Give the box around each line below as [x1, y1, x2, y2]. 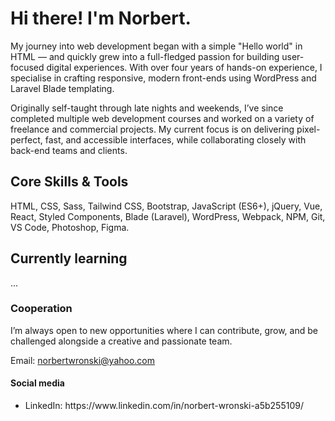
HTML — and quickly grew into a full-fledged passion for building [10, 50, 280, 62]
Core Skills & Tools [10, 173, 129, 191]
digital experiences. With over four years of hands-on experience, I [46, 61, 323, 73]
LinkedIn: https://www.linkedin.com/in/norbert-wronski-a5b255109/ [24, 400, 304, 412]
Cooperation [10, 302, 73, 316]
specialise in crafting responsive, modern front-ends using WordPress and [10, 72, 317, 84]
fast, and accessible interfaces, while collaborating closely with [44, 133, 307, 146]
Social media [10, 377, 65, 389]
